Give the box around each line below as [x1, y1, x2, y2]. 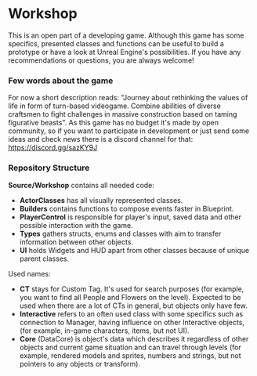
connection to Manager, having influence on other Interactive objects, [19, 317, 245, 327]
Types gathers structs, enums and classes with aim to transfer [19, 229, 222, 238]
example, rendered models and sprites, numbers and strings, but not [19, 350, 241, 360]
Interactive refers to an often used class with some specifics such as [19, 309, 244, 318]
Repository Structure [8, 162, 90, 173]
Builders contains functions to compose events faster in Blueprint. [19, 204, 234, 213]
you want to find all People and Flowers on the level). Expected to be [19, 292, 241, 302]
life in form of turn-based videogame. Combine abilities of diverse [8, 101, 221, 110]
